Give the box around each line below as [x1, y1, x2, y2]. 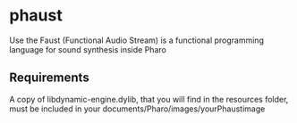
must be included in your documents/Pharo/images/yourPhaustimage [9, 103, 266, 114]
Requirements [9, 70, 89, 86]
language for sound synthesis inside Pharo [9, 44, 167, 54]
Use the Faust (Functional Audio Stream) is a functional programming [9, 35, 264, 45]
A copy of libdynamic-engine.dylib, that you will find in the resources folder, [9, 94, 289, 104]
